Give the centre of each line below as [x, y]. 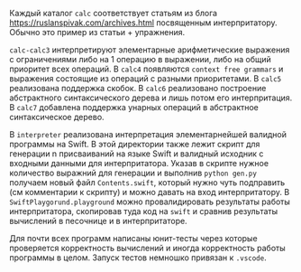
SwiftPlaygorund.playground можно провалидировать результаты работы [150, 202]
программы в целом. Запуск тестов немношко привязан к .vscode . [138, 258]
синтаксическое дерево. [57, 117]
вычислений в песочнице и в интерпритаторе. [98, 221]
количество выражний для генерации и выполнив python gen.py [133, 173]
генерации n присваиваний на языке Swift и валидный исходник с [137, 154]
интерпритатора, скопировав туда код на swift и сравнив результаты [143, 211]
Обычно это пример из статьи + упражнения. [97, 32]
